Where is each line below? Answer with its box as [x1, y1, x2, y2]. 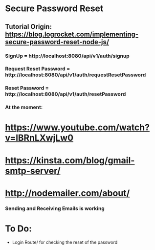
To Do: [5, 223, 32, 234]
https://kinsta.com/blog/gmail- [5, 155, 135, 166]
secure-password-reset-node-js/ [5, 38, 109, 46]
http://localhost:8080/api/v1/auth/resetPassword [5, 91, 126, 98]
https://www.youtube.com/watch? [5, 122, 150, 133]
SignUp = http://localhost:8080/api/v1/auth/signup [5, 52, 130, 59]
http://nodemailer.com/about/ [5, 187, 130, 199]
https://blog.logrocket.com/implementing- [5, 30, 138, 38]
